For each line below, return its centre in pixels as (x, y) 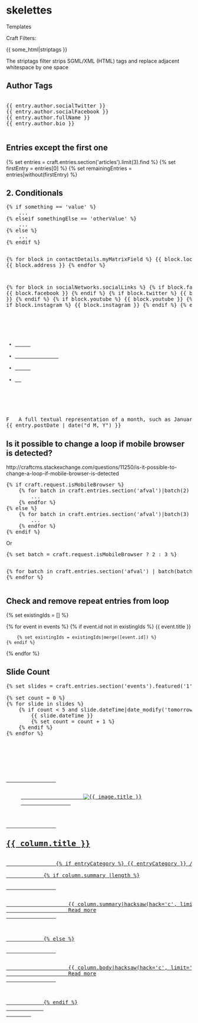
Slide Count (28, 672)
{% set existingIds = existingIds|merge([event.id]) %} (87, 638)
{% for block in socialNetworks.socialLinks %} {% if (85, 287)
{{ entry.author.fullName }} (48, 117)
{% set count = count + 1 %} (73, 721)
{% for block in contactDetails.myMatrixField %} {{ (84, 259)
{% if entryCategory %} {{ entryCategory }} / (124, 863)
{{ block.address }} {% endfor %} (56, 265)
